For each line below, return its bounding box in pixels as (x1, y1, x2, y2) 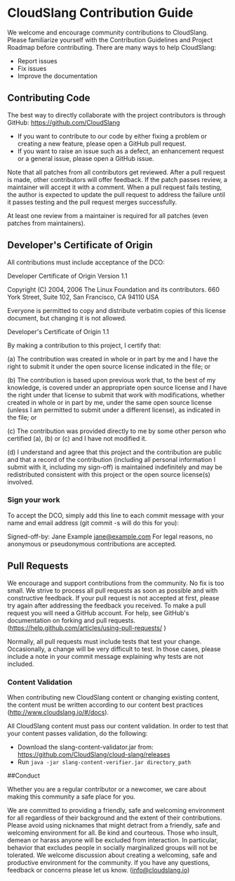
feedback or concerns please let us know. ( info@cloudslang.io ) (7, 866, 190, 874)
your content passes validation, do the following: (7, 729, 148, 738)
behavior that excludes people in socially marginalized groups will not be (7, 843, 217, 851)
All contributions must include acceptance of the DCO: (7, 258, 165, 266)
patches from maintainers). (7, 219, 86, 227)
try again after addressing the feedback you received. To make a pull (7, 601, 206, 610)
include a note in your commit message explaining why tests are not (7, 652, 204, 660)
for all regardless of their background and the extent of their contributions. (7, 814, 222, 822)
